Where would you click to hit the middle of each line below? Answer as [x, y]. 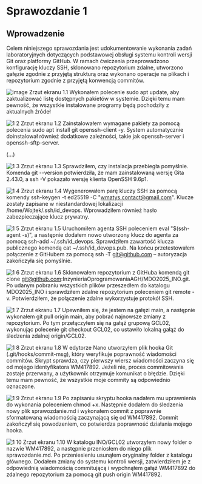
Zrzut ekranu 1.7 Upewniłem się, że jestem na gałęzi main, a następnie [108, 310]
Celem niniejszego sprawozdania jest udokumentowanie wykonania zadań [99, 48]
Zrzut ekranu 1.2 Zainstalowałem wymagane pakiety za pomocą [100, 123]
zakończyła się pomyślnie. [39, 261]
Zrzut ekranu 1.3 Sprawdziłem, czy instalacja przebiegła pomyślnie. [105, 166]
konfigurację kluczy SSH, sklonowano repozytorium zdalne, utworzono [95, 67]
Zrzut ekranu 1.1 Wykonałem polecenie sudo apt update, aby [104, 92]
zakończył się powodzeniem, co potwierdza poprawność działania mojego [99, 424]
